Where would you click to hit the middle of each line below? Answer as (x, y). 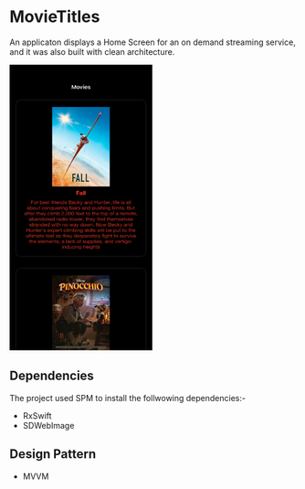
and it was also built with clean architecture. (92, 51)
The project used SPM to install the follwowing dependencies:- (128, 398)
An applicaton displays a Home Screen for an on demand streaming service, (153, 42)
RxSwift (37, 415)
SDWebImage (48, 425)
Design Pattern (53, 454)
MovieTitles (55, 17)
